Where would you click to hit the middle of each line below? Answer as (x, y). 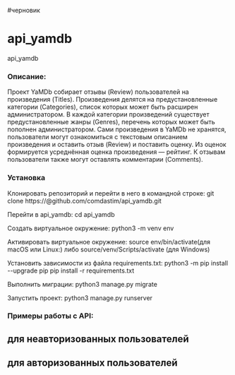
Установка (26, 178)
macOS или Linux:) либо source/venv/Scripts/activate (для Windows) (109, 249)
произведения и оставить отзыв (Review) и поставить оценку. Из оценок (117, 145)
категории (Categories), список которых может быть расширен (103, 107)
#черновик (24, 10)
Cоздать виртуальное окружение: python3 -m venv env (91, 228)
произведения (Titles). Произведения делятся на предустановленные (113, 100)
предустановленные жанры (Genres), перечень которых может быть (111, 122)
